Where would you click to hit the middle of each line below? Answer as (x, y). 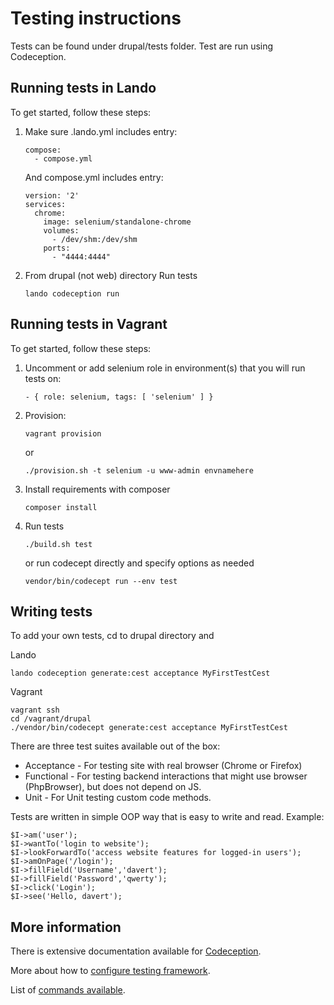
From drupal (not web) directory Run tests (111, 275)
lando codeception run (72, 293)
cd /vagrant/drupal (51, 719)
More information (66, 927)
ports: (57, 248)
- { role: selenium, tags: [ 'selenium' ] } (119, 397)
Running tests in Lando (83, 88)
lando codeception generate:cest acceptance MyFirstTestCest (140, 673)
